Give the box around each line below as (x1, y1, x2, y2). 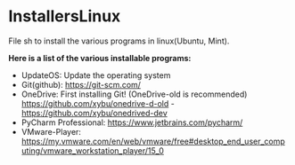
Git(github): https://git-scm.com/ (20, 79, 142, 90)
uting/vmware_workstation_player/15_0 (20, 145, 164, 156)
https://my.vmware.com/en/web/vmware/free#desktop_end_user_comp (20, 136, 286, 146)
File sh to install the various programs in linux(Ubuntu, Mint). (8, 35, 230, 46)
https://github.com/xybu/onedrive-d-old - (20, 98, 175, 108)
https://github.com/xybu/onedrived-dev (20, 107, 168, 118)
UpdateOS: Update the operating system (20, 69, 171, 81)
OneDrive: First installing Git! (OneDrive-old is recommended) (20, 89, 248, 99)
